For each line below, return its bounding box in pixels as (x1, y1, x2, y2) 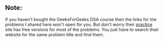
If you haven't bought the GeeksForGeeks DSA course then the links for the (5, 16, 157, 22)
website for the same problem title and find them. (5, 31, 104, 37)
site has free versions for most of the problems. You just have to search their (5, 26, 159, 32)
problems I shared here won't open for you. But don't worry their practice (5, 21, 153, 27)
